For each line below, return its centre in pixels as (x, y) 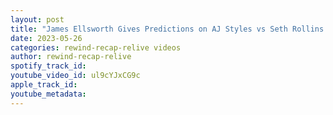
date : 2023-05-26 (46, 38)
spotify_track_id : (48, 66)
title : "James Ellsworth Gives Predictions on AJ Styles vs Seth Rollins (167, 29)
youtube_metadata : (48, 94)
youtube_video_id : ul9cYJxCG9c (75, 76)
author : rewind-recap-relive (71, 57)
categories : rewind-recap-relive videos (96, 47)
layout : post (37, 19)
